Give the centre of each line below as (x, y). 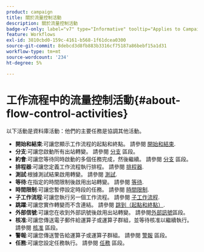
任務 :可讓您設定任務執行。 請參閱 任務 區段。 (71, 243)
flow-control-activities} (67, 114)
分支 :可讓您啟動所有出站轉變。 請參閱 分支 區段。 (76, 152)
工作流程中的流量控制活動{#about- (93, 100)
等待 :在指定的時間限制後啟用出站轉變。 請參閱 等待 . (79, 182)
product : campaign (29, 12)
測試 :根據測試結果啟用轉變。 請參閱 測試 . (66, 175)
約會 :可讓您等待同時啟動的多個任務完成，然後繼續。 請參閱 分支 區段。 (103, 159)
